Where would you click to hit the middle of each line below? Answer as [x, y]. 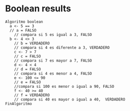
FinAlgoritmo [19, 104]
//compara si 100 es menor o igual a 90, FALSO [64, 86]
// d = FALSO [28, 69]
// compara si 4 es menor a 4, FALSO [53, 74]
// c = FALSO [28, 56]
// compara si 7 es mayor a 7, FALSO [53, 60]
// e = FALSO [28, 82]
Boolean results [38, 9]
